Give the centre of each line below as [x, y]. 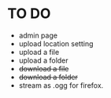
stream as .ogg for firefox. [61, 85]
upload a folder [43, 60]
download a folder [48, 77]
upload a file [39, 52]
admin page [38, 35]
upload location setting [56, 43]
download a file [44, 68]
